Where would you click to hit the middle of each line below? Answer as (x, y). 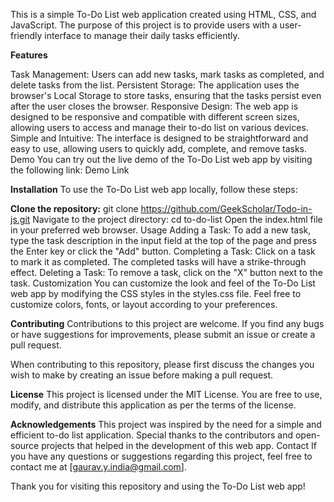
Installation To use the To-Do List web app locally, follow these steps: (154, 189)
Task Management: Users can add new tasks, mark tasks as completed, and (167, 74)
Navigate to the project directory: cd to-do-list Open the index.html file (177, 219)
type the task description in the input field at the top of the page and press (163, 240)
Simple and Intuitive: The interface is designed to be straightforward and (159, 138)
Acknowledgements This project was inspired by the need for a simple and (166, 424)
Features (29, 55)
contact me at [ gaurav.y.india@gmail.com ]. (98, 467)
